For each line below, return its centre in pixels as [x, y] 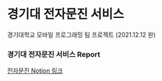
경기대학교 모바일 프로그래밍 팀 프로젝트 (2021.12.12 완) [82, 35]
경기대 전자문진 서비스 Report [54, 54]
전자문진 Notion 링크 [35, 71]
